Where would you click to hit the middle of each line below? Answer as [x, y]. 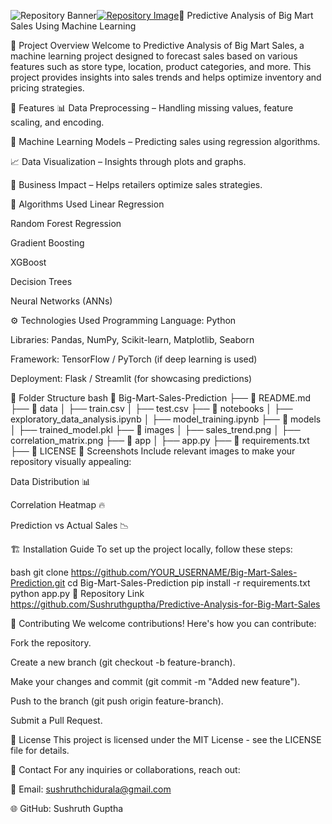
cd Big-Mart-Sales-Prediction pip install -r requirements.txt [189, 583]
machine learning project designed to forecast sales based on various [154, 56]
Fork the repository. [51, 643]
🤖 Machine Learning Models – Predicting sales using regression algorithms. [165, 141]
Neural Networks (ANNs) [61, 301]
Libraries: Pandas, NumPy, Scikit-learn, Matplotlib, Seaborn [132, 339]
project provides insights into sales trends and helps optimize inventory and [166, 77]
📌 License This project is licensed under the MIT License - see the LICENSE [166, 739]
